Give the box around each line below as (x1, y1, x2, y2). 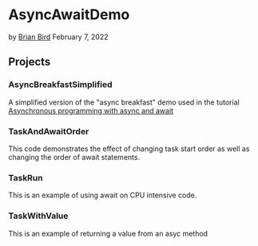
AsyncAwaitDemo (8, 6, 130, 24)
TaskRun (8, 172, 43, 183)
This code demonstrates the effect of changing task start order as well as (8, 144, 250, 153)
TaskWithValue (8, 210, 69, 221)
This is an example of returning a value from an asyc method (8, 228, 208, 238)
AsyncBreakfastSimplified (8, 79, 113, 90)
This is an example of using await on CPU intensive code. (8, 190, 197, 200)
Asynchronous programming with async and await (8, 105, 174, 115)
